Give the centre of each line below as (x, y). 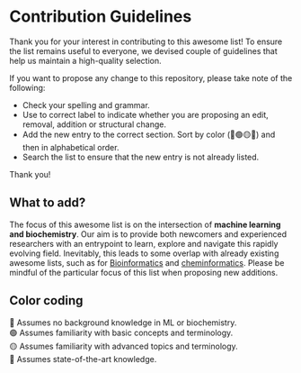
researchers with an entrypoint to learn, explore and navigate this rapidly (144, 243)
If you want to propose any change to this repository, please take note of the (151, 77)
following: (27, 87)
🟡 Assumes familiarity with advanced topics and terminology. (124, 346)
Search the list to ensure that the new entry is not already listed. (141, 157)
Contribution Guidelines (101, 17)
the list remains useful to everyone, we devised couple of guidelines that (144, 50)
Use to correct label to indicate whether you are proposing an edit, (146, 114)
